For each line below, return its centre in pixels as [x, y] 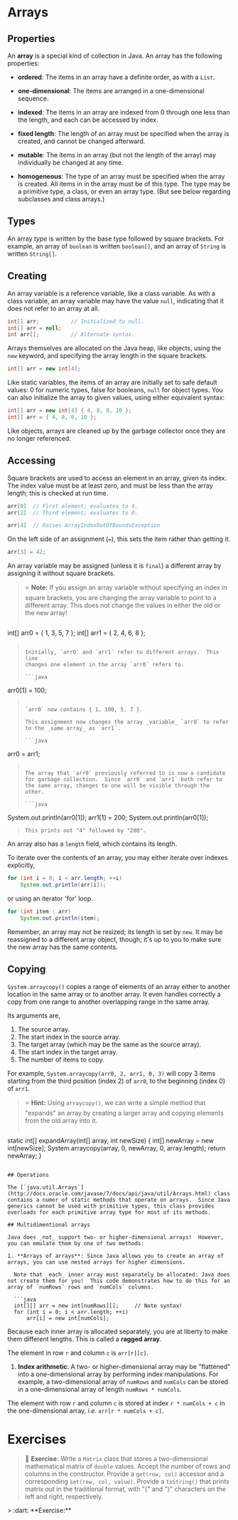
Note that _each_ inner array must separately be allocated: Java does [122, 1274]
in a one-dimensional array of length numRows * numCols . [100, 1389]
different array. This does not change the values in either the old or [123, 605]
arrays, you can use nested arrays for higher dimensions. [97, 1262]
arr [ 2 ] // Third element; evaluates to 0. [73, 513]
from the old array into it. [61, 1120]
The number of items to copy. [61, 1059]
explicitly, [21, 865]
